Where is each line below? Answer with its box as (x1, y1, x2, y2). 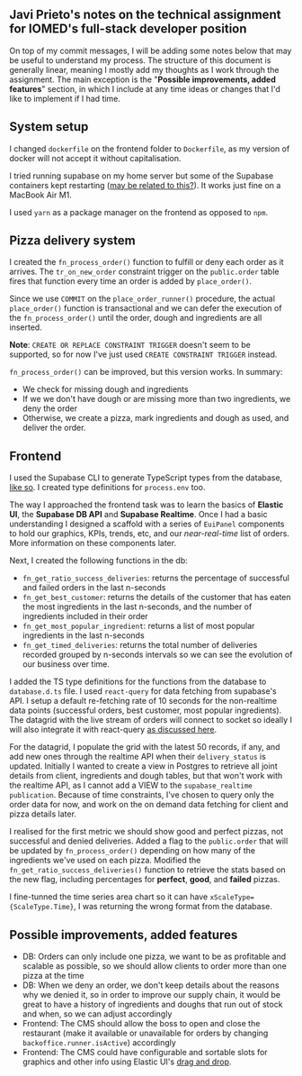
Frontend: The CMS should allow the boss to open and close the (22, 1018, 261, 1029)
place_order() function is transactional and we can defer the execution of (9, 303, 282, 314)
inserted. (9, 322, 42, 333)
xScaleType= (209, 893, 254, 902)
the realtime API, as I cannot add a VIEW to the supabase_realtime (9, 780, 253, 791)
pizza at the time (22, 971, 84, 981)
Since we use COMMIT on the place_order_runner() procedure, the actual (9, 293, 276, 305)
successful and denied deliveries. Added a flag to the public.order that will (9, 835, 289, 846)
